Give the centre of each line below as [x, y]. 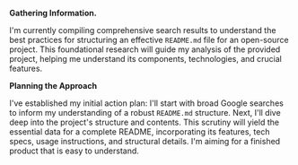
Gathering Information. [53, 13]
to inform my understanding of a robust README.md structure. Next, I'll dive [145, 113]
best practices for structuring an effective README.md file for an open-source [149, 40]
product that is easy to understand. [74, 151]
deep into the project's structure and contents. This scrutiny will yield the [145, 122]
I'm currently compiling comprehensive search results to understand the [143, 30]
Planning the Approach [53, 86]
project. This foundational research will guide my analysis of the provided [145, 49]
